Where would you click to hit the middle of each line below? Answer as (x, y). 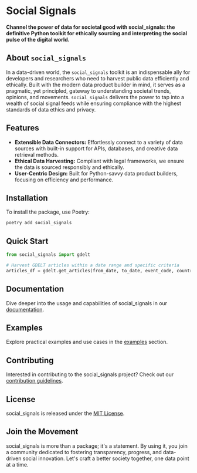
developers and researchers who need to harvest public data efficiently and (98, 78)
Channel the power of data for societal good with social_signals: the (91, 27)
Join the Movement (42, 432)
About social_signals (46, 58)
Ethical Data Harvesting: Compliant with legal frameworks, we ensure (99, 161)
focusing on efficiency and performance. (64, 180)
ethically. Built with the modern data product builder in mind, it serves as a (96, 85)
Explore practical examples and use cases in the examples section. (87, 342)
